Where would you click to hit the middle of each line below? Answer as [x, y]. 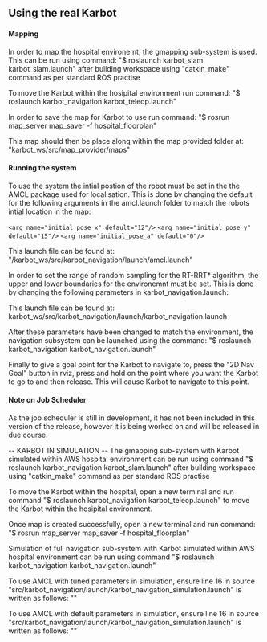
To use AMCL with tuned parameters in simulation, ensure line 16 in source [131, 581]
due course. [28, 435]
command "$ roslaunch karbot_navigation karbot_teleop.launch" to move [129, 500]
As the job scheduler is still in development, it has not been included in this [131, 418]
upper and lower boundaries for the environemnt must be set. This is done [131, 284]
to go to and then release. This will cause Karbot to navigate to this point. [129, 382]
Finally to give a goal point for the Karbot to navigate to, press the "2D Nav [131, 364]
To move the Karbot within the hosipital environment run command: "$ [124, 92]
